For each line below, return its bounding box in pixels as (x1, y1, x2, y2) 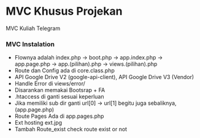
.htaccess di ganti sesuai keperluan (14, 93, 104, 101)
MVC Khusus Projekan (6, 4, 123, 18)
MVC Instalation (6, 40, 55, 48)
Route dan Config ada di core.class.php (14, 67, 115, 74)
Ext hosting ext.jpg (14, 119, 63, 126)
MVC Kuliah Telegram (6, 25, 61, 32)
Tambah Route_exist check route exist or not (14, 126, 127, 133)
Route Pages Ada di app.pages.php (14, 112, 104, 120)
